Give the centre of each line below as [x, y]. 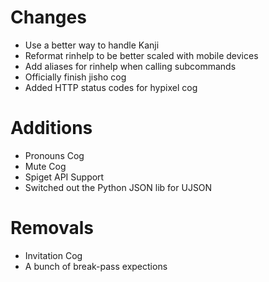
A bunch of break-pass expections [96, 266]
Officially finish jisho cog [75, 77]
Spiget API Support [64, 177]
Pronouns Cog [54, 155]
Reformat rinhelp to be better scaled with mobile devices [141, 55]
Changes [48, 17]
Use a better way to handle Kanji [92, 45]
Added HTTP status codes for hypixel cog [111, 87]
